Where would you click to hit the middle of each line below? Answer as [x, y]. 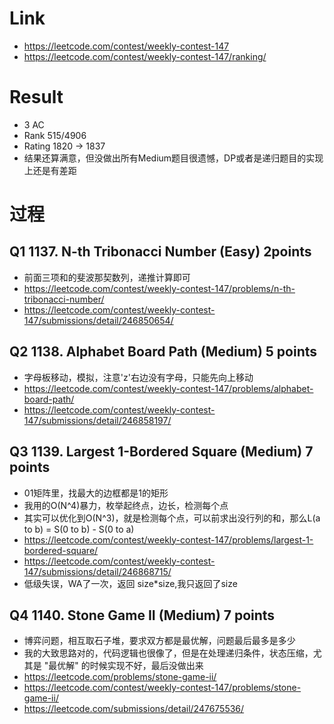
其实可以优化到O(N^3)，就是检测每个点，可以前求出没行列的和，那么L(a [172, 518]
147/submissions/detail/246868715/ [97, 571]
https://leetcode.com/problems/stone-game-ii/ [120, 677]
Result [36, 97]
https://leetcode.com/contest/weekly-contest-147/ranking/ [145, 56]
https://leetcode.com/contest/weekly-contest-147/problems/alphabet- [168, 388]
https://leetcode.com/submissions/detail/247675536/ [134, 709]
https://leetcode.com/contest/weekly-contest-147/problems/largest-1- [168, 539]
